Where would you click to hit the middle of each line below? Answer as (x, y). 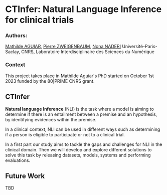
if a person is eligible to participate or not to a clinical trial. (65, 134)
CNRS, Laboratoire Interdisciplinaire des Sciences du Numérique (88, 52)
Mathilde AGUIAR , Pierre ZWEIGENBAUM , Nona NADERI (63, 47)
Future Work (25, 176)
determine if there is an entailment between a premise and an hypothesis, (81, 114)
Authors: (16, 36)
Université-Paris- (140, 47)
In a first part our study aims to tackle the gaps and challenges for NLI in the (84, 144)
